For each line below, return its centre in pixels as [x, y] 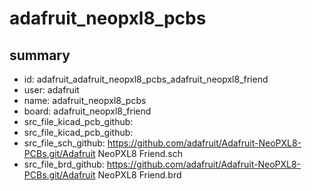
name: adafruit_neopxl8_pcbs [85, 100]
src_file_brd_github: [64, 164]
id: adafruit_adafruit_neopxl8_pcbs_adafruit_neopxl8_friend [146, 79]
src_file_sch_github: [64, 143]
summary [40, 55]
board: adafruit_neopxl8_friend [87, 111]
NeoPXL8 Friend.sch [140, 153]
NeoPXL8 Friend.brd [139, 175]
